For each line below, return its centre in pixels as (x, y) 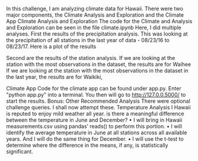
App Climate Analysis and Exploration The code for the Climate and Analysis (99, 21)
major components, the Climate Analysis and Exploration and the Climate (95, 15)
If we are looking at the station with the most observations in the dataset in (97, 70)
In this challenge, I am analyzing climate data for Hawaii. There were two (95, 9)
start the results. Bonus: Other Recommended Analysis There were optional (98, 101)
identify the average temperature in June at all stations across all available (97, 132)
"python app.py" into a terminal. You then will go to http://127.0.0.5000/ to (96, 95)
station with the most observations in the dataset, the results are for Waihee (99, 64)
